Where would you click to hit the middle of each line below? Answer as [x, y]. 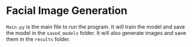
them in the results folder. [38, 39]
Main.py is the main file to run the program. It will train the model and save [96, 27]
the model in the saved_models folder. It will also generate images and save [96, 32]
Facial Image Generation [67, 11]
